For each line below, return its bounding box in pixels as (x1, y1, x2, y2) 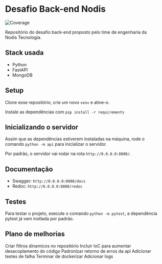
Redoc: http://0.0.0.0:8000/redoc (12, 183, 83, 189)
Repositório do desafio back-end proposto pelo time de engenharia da (5, 29, 147, 35)
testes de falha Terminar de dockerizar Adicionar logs (5, 253, 114, 259)
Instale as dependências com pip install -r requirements (5, 109, 125, 115)
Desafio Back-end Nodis (5, 3, 106, 15)
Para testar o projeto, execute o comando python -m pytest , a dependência (5, 211, 158, 216)
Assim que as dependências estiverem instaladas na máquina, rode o (5, 136, 145, 142)
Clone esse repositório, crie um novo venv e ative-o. (5, 99, 110, 105)
